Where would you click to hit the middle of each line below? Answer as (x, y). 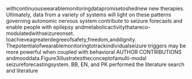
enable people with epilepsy (40, 27)
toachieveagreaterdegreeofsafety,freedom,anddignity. (71, 39)
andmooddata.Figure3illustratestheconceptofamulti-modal (76, 58)
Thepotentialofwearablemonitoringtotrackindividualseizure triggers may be (96, 46)
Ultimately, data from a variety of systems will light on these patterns (89, 15)
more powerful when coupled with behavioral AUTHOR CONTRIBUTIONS (94, 52)
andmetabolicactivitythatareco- (113, 27)
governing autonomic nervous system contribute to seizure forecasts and (94, 21)
